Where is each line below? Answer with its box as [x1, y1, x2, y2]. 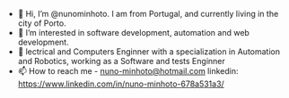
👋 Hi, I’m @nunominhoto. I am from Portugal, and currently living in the [17, 9, 279, 19]
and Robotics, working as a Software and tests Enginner [17, 56, 226, 66]
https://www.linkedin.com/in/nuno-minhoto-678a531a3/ [17, 78, 224, 89]
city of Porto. [17, 18, 66, 29]
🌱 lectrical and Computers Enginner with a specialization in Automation [17, 46, 281, 57]
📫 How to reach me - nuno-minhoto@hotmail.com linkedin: [17, 66, 239, 76]
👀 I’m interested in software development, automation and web [17, 28, 250, 37]
